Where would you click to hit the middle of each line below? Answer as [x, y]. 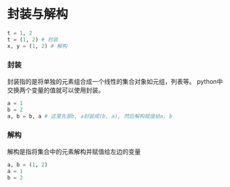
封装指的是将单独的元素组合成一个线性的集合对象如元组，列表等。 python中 [115, 81]
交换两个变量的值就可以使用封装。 [56, 90]
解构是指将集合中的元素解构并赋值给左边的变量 [74, 151]
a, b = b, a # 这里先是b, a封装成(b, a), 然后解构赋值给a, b [90, 116]
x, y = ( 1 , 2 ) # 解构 [37, 46]
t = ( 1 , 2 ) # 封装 [33, 39]
